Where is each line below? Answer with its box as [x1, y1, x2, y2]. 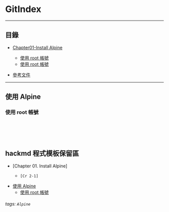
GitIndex [5, 4, 42, 15]
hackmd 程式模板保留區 [5, 149, 79, 158]
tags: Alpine [5, 201, 31, 207]
